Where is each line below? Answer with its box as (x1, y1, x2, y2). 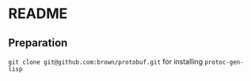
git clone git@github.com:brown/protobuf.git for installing (8, 57, 203, 66)
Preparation (8, 36, 68, 50)
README (8, 5, 68, 23)
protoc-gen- (204, 58, 244, 66)
